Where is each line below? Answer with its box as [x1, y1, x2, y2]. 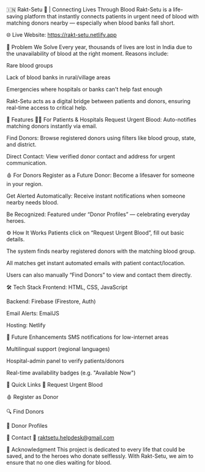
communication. [6, 160, 47, 166]
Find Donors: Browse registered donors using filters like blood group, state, [6, 134, 196, 141]
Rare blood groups [6, 62, 53, 69]
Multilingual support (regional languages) [6, 346, 110, 352]
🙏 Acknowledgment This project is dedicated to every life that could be [6, 446, 185, 453]
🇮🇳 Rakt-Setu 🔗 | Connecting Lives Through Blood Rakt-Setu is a [6, 6, 172, 13]
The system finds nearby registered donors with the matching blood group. [6, 247, 196, 255]
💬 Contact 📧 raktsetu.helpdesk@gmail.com [6, 434, 114, 441]
